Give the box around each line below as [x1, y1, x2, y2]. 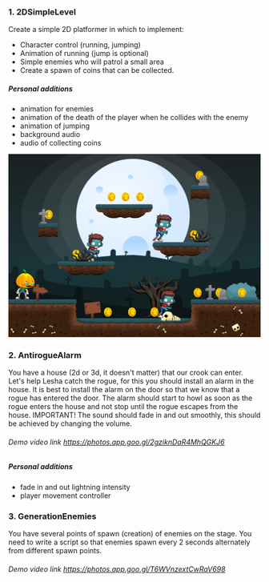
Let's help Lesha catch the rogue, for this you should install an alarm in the [8, 376, 255, 386]
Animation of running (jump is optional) [19, 49, 150, 58]
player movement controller [19, 491, 111, 500]
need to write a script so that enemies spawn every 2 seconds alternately [8, 537, 251, 547]
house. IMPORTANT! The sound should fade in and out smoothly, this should [8, 411, 261, 420]
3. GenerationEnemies [8, 511, 97, 522]
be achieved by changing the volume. [8, 419, 132, 428]
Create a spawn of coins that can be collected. [19, 66, 175, 75]
